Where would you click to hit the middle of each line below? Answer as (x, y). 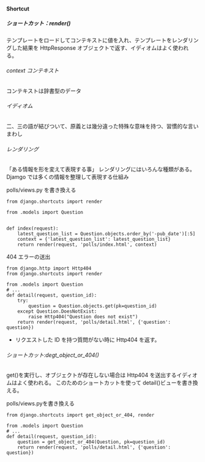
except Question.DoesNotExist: (57, 311)
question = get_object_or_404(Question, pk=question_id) (91, 442)
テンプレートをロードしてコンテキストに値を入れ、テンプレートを (89, 40)
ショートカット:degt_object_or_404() (53, 355)
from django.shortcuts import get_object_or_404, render (80, 415)
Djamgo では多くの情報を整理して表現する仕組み (68, 177)
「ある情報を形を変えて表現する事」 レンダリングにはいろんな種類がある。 (101, 170)
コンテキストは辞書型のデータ (44, 91)
